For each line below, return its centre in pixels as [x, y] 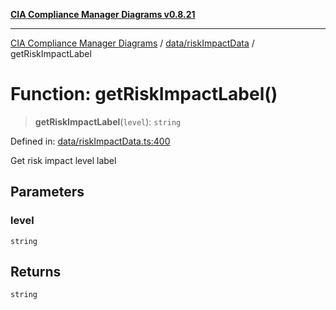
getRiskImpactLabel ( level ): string [108, 121]
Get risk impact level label [63, 160]
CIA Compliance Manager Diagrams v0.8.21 [103, 14]
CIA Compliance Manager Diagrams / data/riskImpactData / [132, 43]
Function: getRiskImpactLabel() [144, 94]
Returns [36, 272]
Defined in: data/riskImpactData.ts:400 [90, 141]
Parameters [47, 192]
